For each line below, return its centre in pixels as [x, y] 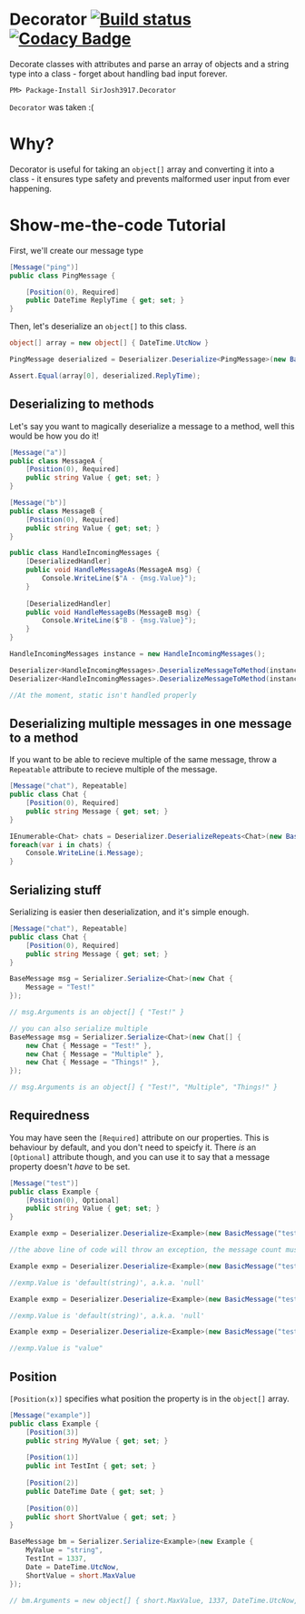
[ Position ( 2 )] [52, 1483]
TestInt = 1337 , [57, 1559]
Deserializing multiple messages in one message [151, 723]
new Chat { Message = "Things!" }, [93, 1063]
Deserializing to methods [82, 404]
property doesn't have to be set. [70, 1166]
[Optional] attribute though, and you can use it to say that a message [140, 1156]
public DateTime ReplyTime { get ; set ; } [105, 300]
